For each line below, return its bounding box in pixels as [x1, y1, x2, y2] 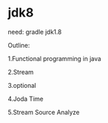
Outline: [8, 41, 30, 49]
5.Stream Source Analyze [8, 108, 80, 116]
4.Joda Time [8, 95, 44, 103]
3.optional [8, 81, 36, 89]
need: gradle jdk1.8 [8, 28, 62, 36]
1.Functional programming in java [8, 54, 102, 63]
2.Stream [8, 68, 34, 76]
